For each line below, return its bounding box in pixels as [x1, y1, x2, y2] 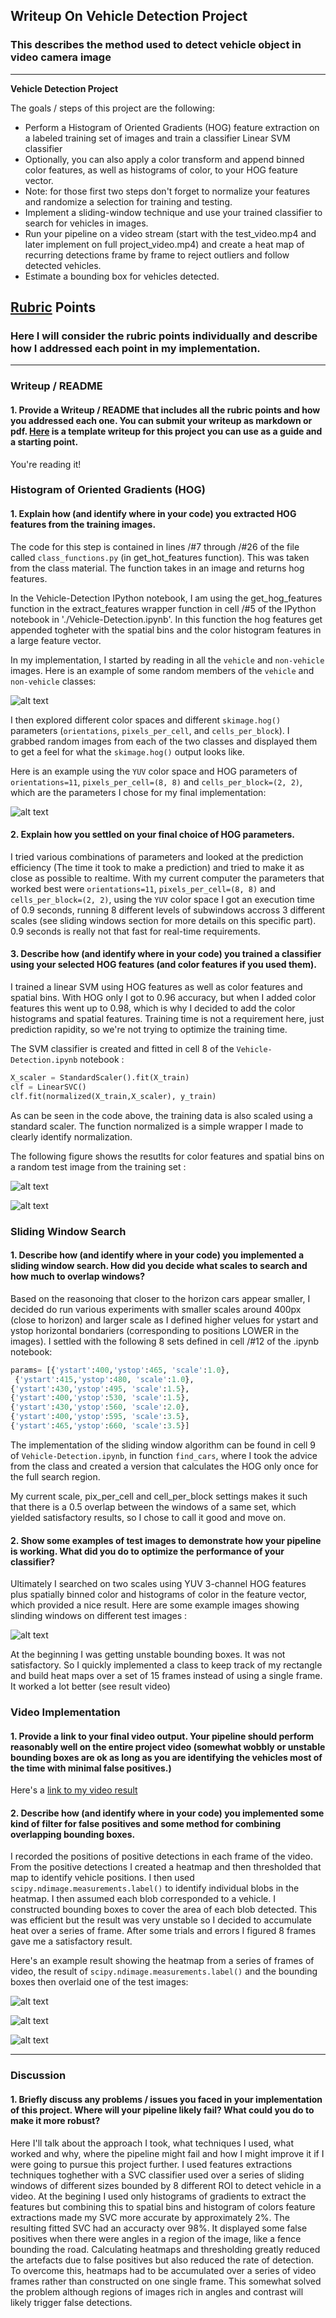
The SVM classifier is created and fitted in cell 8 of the [10, 1043, 235, 1055]
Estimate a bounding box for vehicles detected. [24, 270, 220, 282]
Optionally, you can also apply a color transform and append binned [24, 153, 305, 165]
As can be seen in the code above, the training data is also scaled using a [10, 1109, 313, 1121]
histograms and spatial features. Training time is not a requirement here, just [10, 1013, 325, 1025]
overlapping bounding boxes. [10, 1828, 136, 1840]
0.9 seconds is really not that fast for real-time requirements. [10, 925, 261, 937]
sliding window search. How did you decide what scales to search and [10, 1260, 308, 1272]
